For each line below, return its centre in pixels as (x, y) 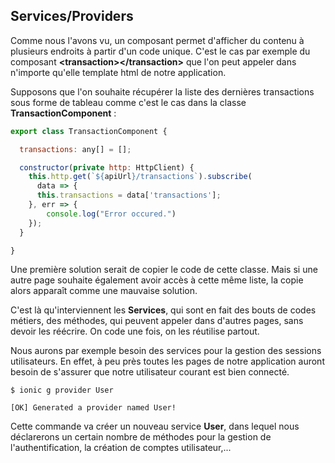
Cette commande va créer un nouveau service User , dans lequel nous (155, 426)
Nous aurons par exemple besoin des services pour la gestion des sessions (166, 351)
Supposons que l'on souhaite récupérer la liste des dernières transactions (162, 91)
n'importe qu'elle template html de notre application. (118, 72)
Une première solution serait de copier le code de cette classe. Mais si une (164, 270)
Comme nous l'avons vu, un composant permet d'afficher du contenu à (157, 40)
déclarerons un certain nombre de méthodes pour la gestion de (141, 437)
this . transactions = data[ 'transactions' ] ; (129, 195)
